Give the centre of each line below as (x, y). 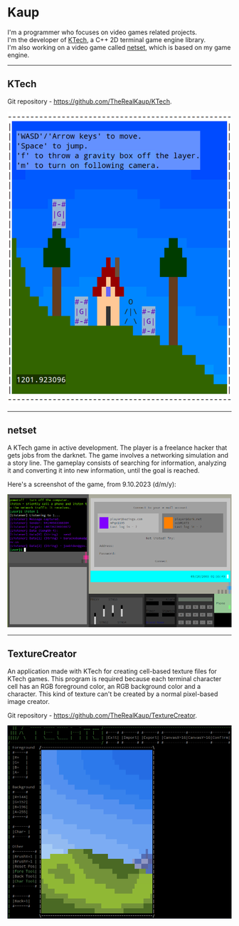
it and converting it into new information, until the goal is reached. (104, 470)
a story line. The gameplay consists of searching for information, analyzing (117, 463)
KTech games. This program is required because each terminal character (115, 678)
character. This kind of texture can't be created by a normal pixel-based (113, 694)
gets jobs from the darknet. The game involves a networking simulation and (118, 455)
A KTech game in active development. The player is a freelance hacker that (117, 448)
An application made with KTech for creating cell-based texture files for (112, 671)
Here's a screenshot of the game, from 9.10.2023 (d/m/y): (92, 484)
